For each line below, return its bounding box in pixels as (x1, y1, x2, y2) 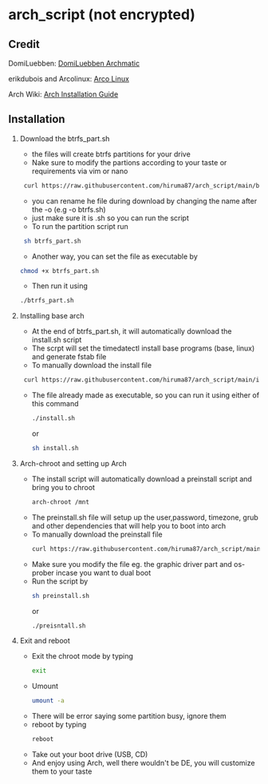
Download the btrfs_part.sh (19, 133, 110, 143)
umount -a (31, 697, 65, 705)
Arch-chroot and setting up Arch (19, 458, 128, 468)
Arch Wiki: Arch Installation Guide (8, 89, 119, 99)
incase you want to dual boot (55, 568, 152, 577)
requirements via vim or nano (31, 166, 128, 176)
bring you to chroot (31, 482, 96, 492)
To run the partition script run (31, 221, 129, 231)
